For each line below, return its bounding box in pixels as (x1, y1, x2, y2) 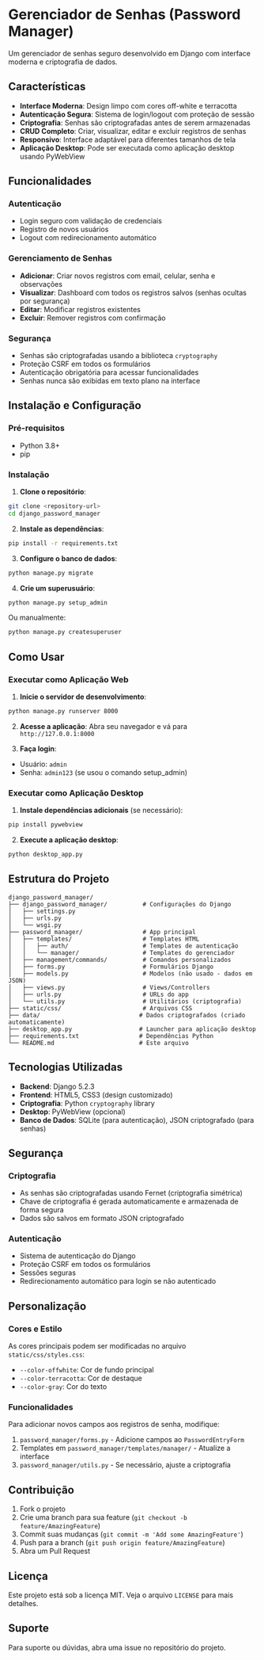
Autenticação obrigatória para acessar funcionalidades (19, 368, 199, 377)
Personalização (8, 1299, 87, 1313)
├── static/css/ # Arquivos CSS (8, 1004, 193, 1012)
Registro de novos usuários (19, 224, 109, 235)
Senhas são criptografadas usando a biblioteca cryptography (19, 351, 218, 361)
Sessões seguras (19, 1268, 77, 1277)
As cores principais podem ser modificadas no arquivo (8, 1341, 187, 1351)
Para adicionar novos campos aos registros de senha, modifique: (8, 1420, 220, 1429)
